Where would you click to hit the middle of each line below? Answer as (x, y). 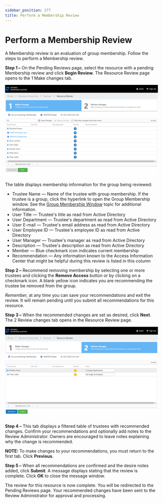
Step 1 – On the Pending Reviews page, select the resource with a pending (79, 68)
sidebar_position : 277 (28, 10)
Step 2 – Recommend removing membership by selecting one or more (75, 270)
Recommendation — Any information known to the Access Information (82, 256)
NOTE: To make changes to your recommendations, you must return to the (80, 451)
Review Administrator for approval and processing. (56, 495)
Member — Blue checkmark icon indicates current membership (75, 250)
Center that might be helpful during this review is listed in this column (81, 261)
